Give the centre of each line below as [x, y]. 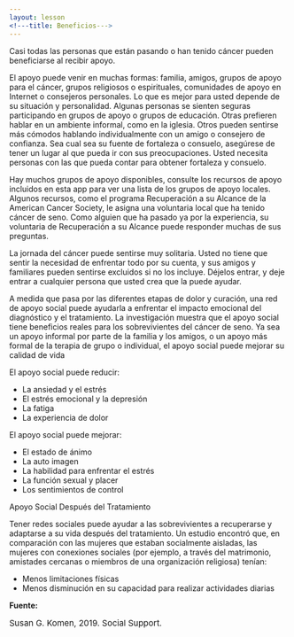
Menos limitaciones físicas [70, 579]
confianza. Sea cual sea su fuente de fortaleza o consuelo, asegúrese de [143, 144]
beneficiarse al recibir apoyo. [62, 60]
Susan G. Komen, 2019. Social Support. [85, 623]
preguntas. [29, 236]
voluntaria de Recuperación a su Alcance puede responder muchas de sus [145, 226]
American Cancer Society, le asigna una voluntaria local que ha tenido [137, 207]
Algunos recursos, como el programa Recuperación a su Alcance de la [138, 198]
